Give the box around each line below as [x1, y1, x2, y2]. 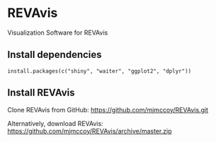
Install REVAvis [7, 87, 75, 99]
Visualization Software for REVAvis [7, 28, 108, 37]
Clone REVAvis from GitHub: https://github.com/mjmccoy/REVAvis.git [7, 105, 209, 114]
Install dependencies [7, 49, 102, 61]
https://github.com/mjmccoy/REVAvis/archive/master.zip [7, 126, 172, 135]
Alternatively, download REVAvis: [7, 119, 104, 128]
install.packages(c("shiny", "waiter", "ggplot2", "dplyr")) [7, 67, 192, 75]
